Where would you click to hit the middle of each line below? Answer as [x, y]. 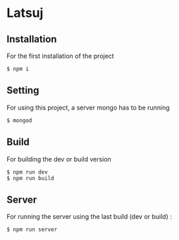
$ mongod [19, 120]
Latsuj [25, 13]
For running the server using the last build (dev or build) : [89, 217]
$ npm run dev [27, 172]
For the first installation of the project [60, 56]
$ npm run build [30, 178]
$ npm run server [32, 230]
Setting [23, 91]
